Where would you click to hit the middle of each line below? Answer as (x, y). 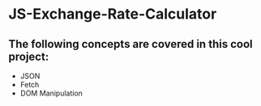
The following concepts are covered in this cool (130, 44)
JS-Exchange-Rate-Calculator (113, 14)
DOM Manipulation (51, 93)
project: (29, 56)
